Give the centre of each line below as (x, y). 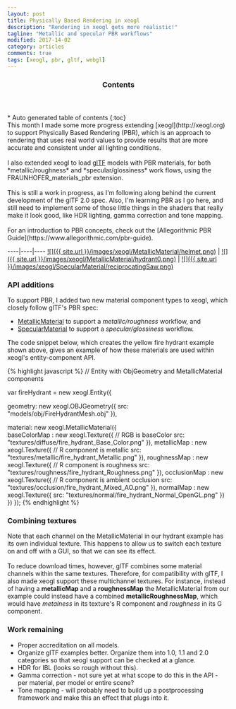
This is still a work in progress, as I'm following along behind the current (112, 192)
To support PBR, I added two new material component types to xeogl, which (118, 300)
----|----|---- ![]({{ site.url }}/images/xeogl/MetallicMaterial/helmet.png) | (114, 251)
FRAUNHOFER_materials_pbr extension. (65, 177)
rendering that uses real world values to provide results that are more (108, 140)
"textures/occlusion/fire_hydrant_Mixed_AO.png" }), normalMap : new (108, 487)
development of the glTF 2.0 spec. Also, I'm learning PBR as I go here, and (116, 200)
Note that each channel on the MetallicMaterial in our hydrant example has (116, 536)
